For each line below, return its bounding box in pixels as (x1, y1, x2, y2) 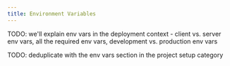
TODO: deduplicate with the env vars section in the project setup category (7, 51, 224, 59)
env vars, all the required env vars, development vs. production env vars (7, 37, 218, 46)
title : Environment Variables (7, 10, 97, 18)
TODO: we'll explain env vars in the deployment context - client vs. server (7, 29, 222, 38)
